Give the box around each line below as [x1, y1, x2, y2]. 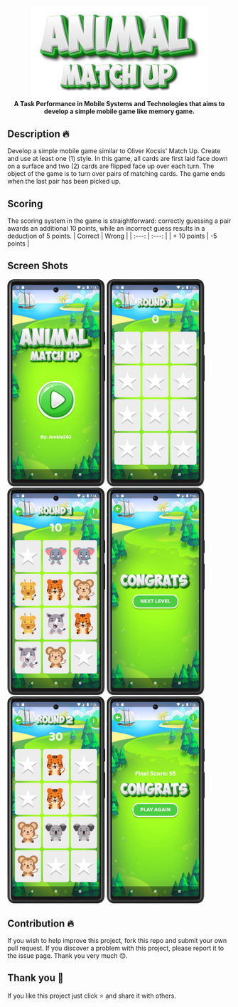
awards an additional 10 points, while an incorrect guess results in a [7, 224, 205, 233]
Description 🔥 [7, 127, 70, 140]
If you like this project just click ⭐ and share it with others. [7, 991, 176, 1000]
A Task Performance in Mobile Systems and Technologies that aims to [13, 100, 225, 108]
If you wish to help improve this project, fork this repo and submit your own [7, 936, 227, 945]
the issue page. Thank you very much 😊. [7, 951, 128, 960]
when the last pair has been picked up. [7, 177, 121, 186]
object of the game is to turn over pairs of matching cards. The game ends [7, 169, 226, 178]
